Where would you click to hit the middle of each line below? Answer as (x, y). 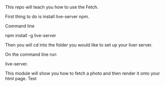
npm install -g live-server (31, 35)
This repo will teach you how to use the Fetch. (52, 7)
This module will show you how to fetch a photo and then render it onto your (82, 73)
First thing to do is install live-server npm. (47, 16)
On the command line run (31, 54)
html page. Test (21, 78)
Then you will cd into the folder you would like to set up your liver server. (79, 45)
